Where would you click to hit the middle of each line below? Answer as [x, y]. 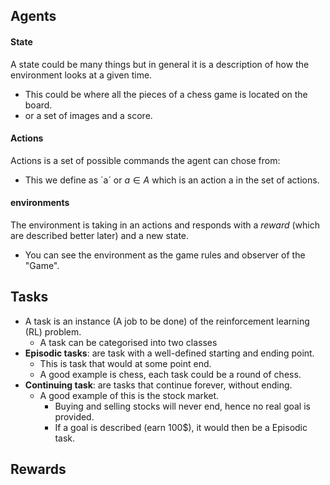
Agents [33, 16]
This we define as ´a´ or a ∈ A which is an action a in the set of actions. [172, 180]
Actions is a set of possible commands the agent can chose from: [145, 160]
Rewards [38, 469]
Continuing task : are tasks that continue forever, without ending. [158, 385]
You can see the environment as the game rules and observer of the [165, 255]
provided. [74, 416]
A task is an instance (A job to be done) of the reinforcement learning [167, 321]
